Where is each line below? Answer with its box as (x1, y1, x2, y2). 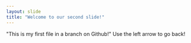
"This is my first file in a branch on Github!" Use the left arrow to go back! (6, 30, 186, 37)
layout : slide (6, 8, 42, 15)
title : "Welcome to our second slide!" (6, 14, 105, 20)
